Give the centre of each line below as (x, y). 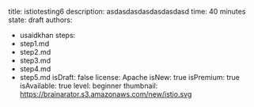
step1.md (34, 44)
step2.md (35, 52)
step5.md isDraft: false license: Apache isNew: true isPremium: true (129, 77)
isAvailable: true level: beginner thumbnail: (89, 86)
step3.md (35, 60)
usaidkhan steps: (47, 35)
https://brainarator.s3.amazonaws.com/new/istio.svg (106, 94)
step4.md (35, 69)
